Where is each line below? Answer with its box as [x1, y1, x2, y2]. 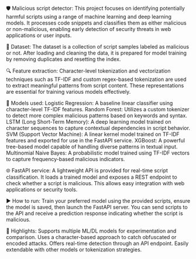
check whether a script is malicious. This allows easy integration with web [6, 180, 185, 186]
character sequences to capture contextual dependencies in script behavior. [6, 125, 190, 131]
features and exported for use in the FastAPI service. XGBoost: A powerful [6, 137, 185, 144]
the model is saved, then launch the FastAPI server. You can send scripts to [6, 204, 188, 210]
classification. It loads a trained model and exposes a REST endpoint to [6, 173, 177, 180]
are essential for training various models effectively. [6, 88, 131, 95]
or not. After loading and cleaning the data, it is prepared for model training [6, 49, 187, 56]
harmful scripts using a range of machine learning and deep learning [6, 13, 171, 20]
